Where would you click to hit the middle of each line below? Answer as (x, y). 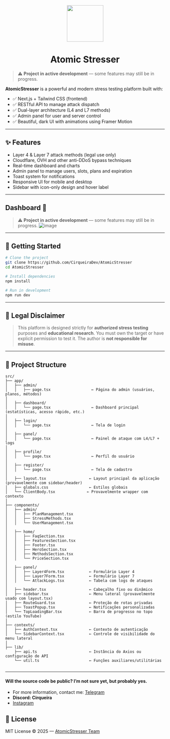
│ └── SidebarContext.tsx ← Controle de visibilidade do (80, 634)
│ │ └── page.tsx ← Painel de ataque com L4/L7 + (82, 439)
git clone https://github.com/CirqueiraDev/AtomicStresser (69, 263)
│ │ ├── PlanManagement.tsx (39, 514)
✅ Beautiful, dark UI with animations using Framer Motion (72, 121)
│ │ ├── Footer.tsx (30, 545)
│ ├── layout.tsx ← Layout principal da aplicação (82, 479)
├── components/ (22, 505)
